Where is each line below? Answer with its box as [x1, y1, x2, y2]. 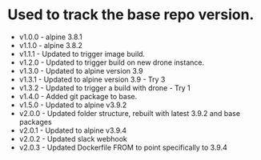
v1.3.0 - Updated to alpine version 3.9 [18, 66, 143, 75]
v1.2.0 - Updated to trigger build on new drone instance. [18, 58, 205, 67]
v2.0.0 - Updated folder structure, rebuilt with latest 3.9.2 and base [18, 108, 241, 118]
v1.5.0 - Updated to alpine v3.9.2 [18, 100, 127, 110]
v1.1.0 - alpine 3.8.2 [18, 40, 83, 50]
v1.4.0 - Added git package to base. [18, 91, 138, 101]
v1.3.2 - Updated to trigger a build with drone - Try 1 [18, 82, 191, 93]
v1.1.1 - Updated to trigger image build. [18, 49, 146, 58]
